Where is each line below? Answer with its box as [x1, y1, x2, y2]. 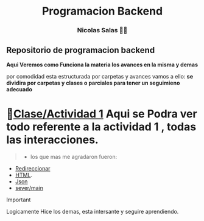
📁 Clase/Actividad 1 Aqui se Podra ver [6, 107, 197, 121]
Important [6, 196, 31, 203]
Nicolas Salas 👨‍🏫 [77, 26, 128, 35]
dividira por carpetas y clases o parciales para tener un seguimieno [6, 79, 180, 86]
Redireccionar [15, 164, 51, 172]
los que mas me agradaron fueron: [30, 153, 118, 160]
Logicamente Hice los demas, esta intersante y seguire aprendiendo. [6, 208, 179, 215]
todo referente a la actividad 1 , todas [6, 120, 197, 134]
